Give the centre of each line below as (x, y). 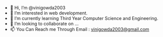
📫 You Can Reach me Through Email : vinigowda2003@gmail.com (79, 29)
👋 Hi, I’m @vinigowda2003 (38, 8)
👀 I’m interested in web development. (49, 13)
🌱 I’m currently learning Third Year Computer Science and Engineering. (84, 18)
